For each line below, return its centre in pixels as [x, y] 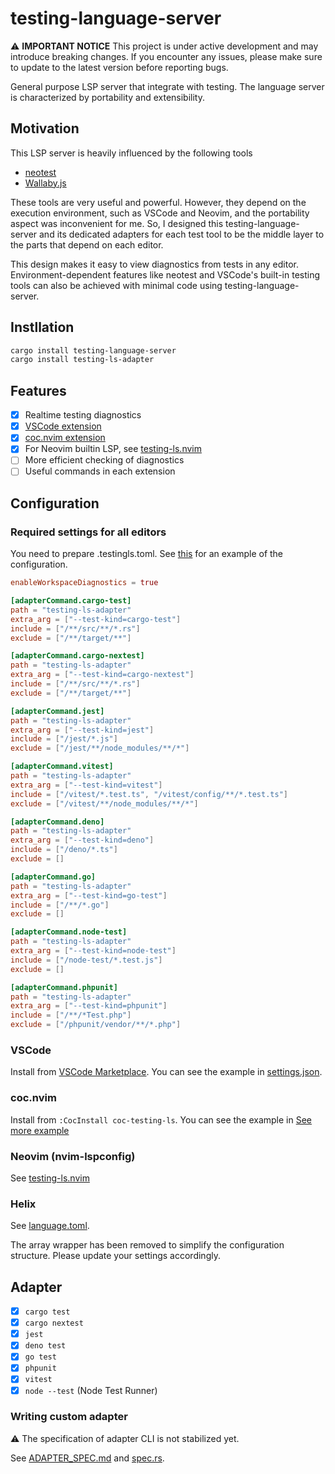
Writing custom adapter [69, 1417]
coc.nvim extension [65, 438]
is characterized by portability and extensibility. [108, 97]
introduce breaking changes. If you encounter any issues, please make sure [166, 56]
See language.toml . [50, 1226]
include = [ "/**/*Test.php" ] [71, 1015]
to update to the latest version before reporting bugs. [119, 67]
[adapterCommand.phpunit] [64, 987]
